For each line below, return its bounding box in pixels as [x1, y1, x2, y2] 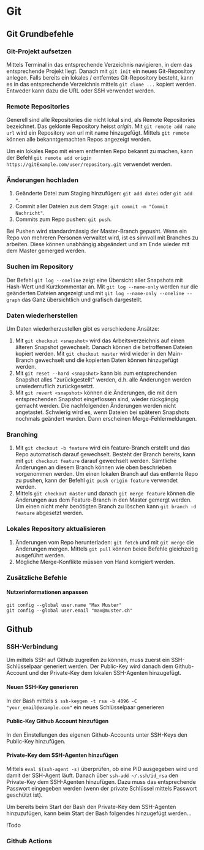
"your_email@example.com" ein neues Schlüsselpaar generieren [6, 703, 165, 711]
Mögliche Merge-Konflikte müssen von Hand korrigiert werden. [15, 558, 175, 565]
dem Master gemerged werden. [6, 247, 86, 255]
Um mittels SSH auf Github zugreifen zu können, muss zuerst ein [6, 656, 170, 664]
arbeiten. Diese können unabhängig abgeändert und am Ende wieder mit [6, 241, 190, 248]
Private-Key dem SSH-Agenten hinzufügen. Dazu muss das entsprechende [6, 778, 196, 786]
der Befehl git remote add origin [6, 154, 92, 162]
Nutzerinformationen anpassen [6, 589, 88, 596]
